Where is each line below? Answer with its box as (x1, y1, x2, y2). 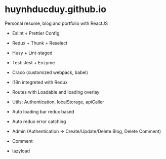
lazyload (12, 148, 30, 154)
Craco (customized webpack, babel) (12, 69, 88, 75)
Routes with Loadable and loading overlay (12, 89, 100, 95)
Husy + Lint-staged (12, 50, 53, 56)
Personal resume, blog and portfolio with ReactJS (5, 20, 108, 26)
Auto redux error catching (12, 118, 66, 125)
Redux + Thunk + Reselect (12, 39, 68, 46)
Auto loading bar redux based (12, 108, 74, 114)
